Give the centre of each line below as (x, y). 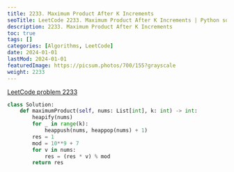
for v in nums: (54, 150)
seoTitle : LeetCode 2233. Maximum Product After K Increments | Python (113, 20)
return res (48, 163)
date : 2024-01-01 (32, 53)
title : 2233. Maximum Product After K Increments (81, 14)
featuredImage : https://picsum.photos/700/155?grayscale (92, 65)
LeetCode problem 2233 (42, 92)
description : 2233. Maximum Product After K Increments (90, 26)
